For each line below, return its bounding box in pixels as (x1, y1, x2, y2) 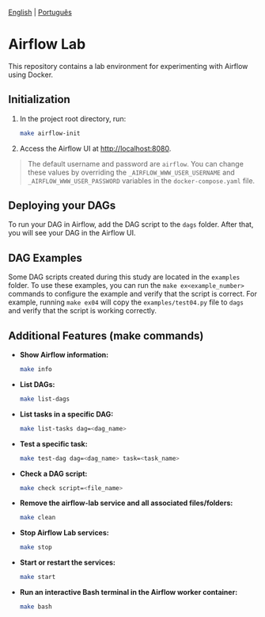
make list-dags (19, 395, 70, 403)
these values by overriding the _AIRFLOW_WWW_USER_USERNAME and (27, 167, 235, 177)
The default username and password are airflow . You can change (27, 159, 244, 168)
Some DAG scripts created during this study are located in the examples (8, 272, 240, 282)
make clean (19, 514, 56, 522)
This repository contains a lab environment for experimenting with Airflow (8, 61, 248, 71)
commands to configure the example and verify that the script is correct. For (8, 289, 257, 299)
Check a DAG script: (19, 469, 88, 478)
